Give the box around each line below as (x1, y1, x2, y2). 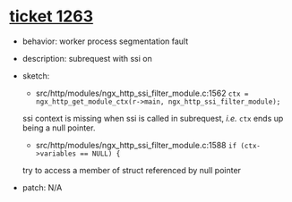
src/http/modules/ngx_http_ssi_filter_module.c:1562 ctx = (35, 88, 249, 98)
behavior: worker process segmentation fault (21, 36, 189, 46)
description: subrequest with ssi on (21, 53, 152, 63)
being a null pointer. (21, 122, 96, 133)
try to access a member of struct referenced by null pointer (21, 164, 242, 175)
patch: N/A (21, 181, 63, 193)
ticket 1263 (9, 6, 94, 27)
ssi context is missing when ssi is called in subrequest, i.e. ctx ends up (21, 113, 284, 123)
